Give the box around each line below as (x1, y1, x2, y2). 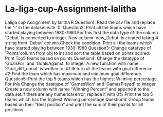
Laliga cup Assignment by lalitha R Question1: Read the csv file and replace (5, 19, 156, 25)
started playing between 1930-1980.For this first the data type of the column (5, 29, 158, 35)
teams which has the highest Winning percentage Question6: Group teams (5, 96, 155, 102)
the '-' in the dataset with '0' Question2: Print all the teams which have (5, 24, 146, 30)
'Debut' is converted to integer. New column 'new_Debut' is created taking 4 (5, 35, 159, 41)
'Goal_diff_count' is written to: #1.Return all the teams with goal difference (5, 65, 153, 71)
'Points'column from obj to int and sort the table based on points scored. (5, 50, 150, 56)
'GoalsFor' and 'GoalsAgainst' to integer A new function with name (5, 60, 139, 66)
